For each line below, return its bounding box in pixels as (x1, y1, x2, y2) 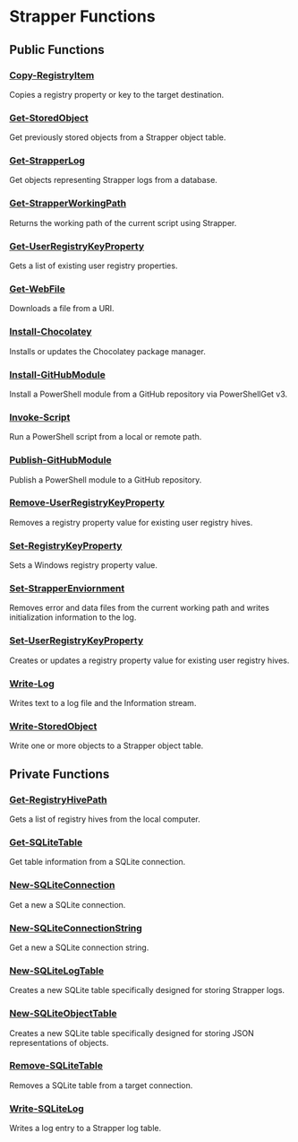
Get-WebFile (9, 283, 65, 295)
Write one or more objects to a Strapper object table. (9, 740, 204, 751)
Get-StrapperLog (9, 154, 85, 167)
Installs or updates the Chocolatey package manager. (9, 345, 206, 356)
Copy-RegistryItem (9, 69, 95, 82)
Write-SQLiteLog (9, 1102, 85, 1114)
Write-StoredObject (9, 719, 98, 732)
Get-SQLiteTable (9, 836, 83, 849)
